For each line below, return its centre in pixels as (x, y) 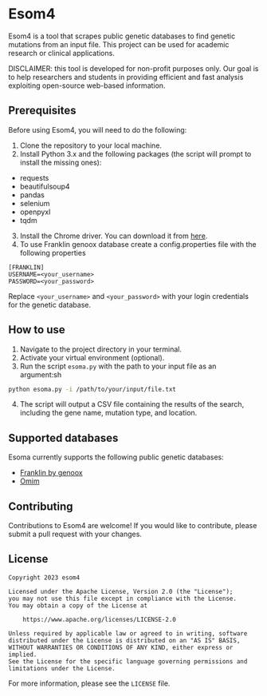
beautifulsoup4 (45, 186)
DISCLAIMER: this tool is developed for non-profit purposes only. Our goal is (133, 68)
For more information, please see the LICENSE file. (89, 683)
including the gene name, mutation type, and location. (108, 413)
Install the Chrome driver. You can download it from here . (114, 236)
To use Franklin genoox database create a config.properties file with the (138, 244)
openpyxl (35, 212)
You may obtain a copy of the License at (78, 605)
